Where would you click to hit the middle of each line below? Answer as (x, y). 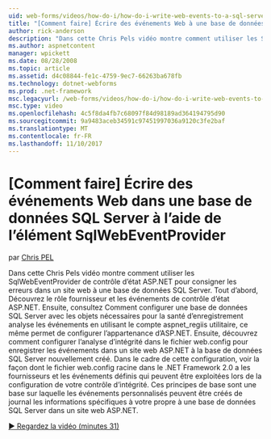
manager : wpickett (39, 53)
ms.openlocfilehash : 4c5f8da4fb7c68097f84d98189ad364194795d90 (117, 114)
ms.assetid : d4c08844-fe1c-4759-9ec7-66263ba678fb (95, 76)
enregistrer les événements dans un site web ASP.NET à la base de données (135, 350)
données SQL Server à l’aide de (115, 218)
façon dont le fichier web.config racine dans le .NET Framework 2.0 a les (129, 368)
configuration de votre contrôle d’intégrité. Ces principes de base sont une (132, 385)
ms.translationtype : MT (48, 129)
